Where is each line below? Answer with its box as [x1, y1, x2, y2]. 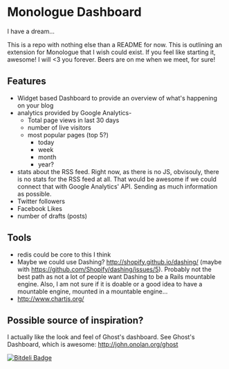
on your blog [17, 101, 54, 110]
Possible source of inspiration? [7, 314, 144, 326]
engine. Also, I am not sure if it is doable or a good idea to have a [17, 280, 203, 288]
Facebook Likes [17, 204, 62, 212]
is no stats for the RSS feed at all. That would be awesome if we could [17, 175, 217, 183]
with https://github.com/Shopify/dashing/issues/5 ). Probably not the [17, 265, 212, 273]
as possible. [17, 189, 52, 198]
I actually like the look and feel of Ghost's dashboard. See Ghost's [7, 333, 195, 341]
